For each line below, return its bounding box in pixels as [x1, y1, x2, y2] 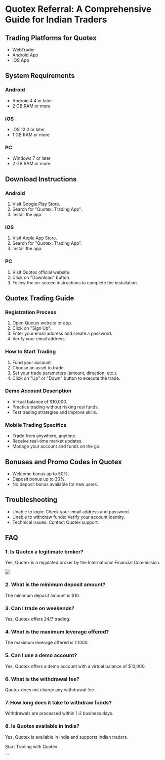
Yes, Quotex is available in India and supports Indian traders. [5, 734, 128, 740]
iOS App [12, 57, 30, 63]
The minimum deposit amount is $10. [5, 592, 80, 598]
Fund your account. [12, 359, 52, 365]
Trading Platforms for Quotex [5, 34, 97, 42]
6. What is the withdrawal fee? [5, 675, 80, 682]
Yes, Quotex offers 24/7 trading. [5, 616, 71, 622]
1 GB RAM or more [12, 132, 50, 137]
